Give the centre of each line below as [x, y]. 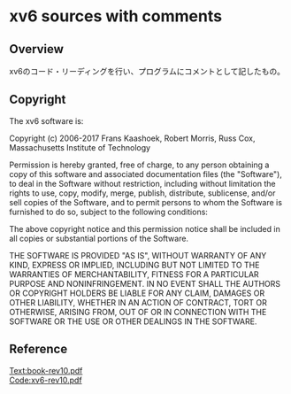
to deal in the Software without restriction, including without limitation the [142, 183]
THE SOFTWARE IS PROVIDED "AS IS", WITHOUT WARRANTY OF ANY [138, 255]
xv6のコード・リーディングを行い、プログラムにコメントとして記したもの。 [147, 71]
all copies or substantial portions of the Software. [99, 238]
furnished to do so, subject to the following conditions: [108, 212]
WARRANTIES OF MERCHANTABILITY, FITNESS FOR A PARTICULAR [134, 274]
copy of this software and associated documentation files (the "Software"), [146, 174]
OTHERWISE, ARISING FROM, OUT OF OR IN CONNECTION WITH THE [138, 312]
